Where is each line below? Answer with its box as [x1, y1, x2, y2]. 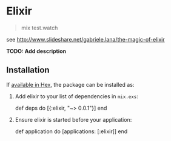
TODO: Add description [6, 47, 67, 55]
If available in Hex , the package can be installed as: [6, 81, 135, 88]
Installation [6, 65, 50, 75]
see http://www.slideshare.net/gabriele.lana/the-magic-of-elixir [6, 36, 165, 43]
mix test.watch [21, 24, 58, 31]
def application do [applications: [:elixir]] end [15, 128, 128, 135]
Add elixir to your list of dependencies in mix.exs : [15, 92, 138, 100]
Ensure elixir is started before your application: [15, 116, 132, 123]
